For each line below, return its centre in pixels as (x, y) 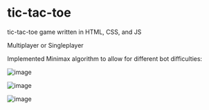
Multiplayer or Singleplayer (46, 45)
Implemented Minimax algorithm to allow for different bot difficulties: (105, 58)
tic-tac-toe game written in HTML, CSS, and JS (74, 32)
